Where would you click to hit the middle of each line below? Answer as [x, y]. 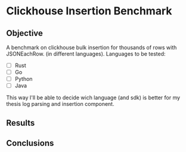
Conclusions [30, 143]
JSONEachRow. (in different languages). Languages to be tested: [86, 54]
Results [21, 123]
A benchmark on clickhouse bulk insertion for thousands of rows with [92, 47]
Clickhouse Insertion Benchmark [89, 11]
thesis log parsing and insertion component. [60, 104]
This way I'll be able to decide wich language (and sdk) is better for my [93, 98]
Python [24, 79]
